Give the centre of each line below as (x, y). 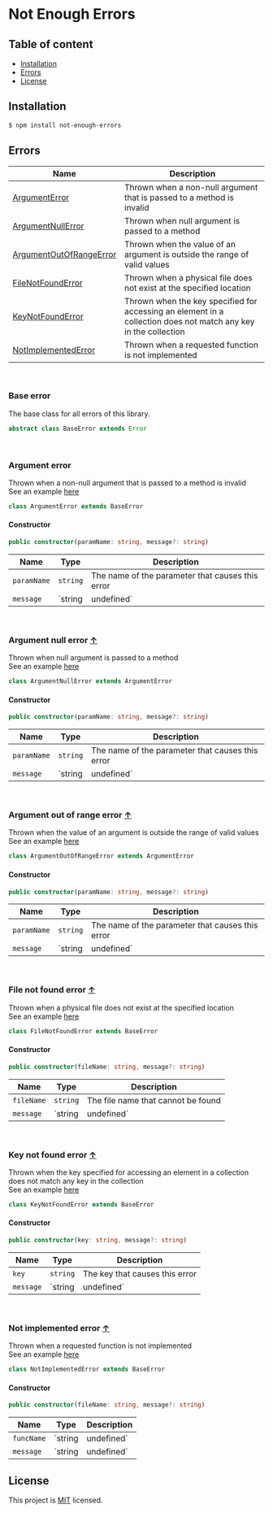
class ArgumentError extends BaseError (76, 506)
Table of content (51, 44)
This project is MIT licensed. (56, 1500)
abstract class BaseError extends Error (78, 428)
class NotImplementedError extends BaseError (87, 1370)
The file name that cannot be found (154, 1100)
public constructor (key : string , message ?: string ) (97, 1241)
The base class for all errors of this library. (79, 413)
